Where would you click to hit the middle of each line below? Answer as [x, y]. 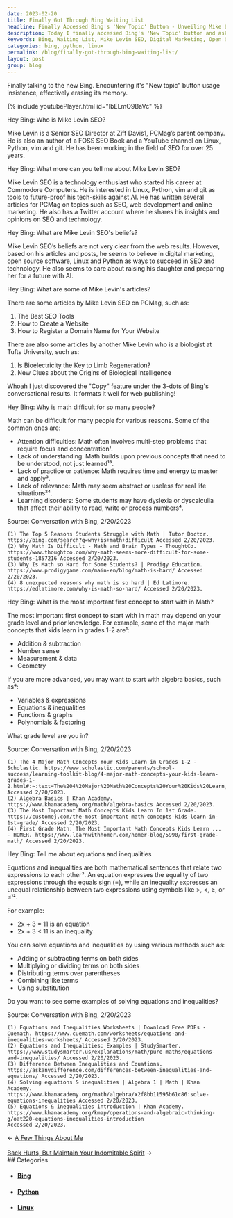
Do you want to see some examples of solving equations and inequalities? [113, 1001]
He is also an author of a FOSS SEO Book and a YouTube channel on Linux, [114, 141]
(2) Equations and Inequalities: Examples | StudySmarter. [94, 1045]
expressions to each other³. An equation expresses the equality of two [108, 874]
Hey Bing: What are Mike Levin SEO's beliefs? [72, 232]
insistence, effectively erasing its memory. [68, 93]
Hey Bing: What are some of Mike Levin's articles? [79, 289]
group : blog [24, 65]
